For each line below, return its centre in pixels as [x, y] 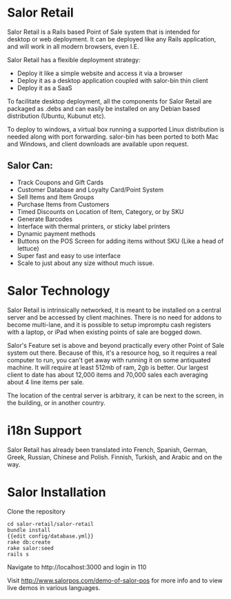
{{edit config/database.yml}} [51, 536]
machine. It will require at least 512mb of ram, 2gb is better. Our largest [108, 367]
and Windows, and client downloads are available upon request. [98, 144]
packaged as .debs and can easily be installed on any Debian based [104, 108]
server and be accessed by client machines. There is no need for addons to [114, 317]
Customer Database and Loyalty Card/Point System [90, 189]
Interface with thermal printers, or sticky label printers [94, 226]
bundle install [29, 530]
